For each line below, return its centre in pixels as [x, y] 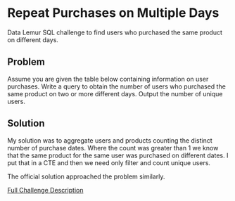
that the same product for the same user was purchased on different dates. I [118, 155]
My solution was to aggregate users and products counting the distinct [110, 140]
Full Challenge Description [45, 190]
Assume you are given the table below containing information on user [108, 79]
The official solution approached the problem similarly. [86, 176]
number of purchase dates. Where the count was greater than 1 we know [113, 148]
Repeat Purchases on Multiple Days [113, 13]
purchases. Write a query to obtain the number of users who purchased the [117, 86]
